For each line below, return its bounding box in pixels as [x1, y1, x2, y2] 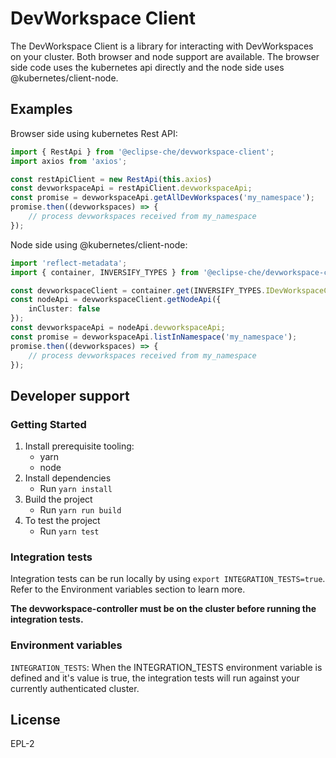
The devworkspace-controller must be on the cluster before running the [10, 603, 317, 615]
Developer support [10, 387, 130, 404]
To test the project [24, 515, 101, 527]
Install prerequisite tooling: [24, 440, 135, 452]
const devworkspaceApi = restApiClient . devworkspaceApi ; [10, 183, 253, 194]
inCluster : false [28, 304, 101, 314]
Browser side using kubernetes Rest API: [10, 127, 178, 139]
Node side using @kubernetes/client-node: [10, 238, 188, 251]
